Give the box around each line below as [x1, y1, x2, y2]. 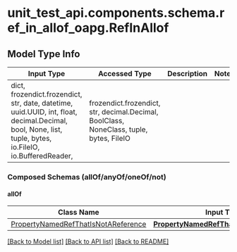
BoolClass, [89, 116, 125, 125]
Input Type [28, 69, 66, 78]
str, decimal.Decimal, [89, 107, 159, 117]
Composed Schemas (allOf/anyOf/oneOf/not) [7, 172, 167, 182]
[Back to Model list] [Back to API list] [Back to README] [7, 237, 169, 246]
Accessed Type [97, 69, 152, 78]
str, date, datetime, [11, 99, 73, 108]
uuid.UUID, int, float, [11, 107, 78, 117]
